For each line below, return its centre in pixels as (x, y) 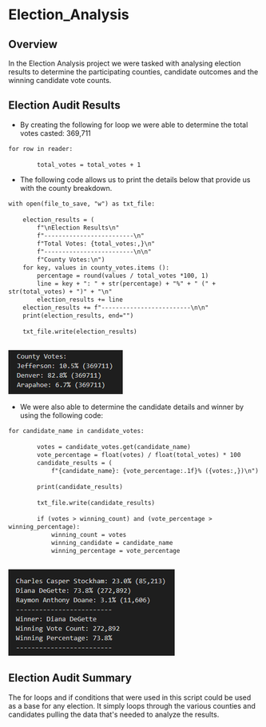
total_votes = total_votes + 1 (89, 165)
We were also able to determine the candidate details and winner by (132, 407)
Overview (33, 44)
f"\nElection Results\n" (78, 228)
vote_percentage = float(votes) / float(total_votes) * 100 (139, 455)
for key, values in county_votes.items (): (96, 268)
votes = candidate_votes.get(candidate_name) (114, 447)
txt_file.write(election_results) (80, 332)
